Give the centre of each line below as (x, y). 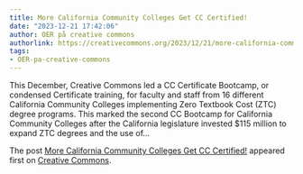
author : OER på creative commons (72, 34)
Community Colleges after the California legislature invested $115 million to (148, 124)
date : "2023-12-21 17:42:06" (64, 26)
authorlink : (32, 43)
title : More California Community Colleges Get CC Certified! (129, 18)
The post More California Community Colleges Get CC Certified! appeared (147, 151)
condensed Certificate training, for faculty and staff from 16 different (137, 95)
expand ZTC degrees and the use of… (80, 133)
